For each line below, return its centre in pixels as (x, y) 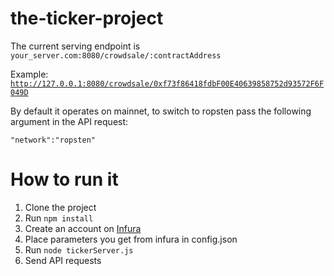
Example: (29, 74)
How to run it (64, 179)
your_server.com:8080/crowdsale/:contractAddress (116, 55)
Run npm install (59, 218)
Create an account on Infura (83, 228)
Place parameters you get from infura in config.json (131, 239)
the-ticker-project (87, 18)
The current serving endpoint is (75, 46)
